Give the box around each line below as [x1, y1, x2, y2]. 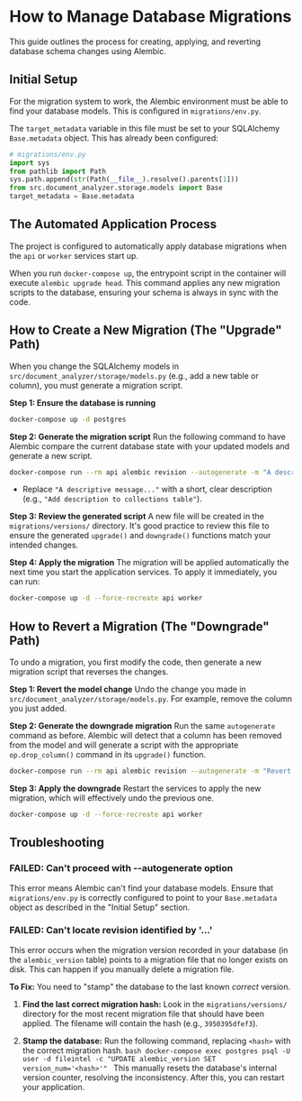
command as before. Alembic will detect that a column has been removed [9, 730, 282, 741]
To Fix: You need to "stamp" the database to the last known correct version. [9, 981, 291, 992]
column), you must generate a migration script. [9, 380, 183, 390]
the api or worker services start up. [9, 250, 139, 261]
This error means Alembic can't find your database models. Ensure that [9, 882, 274, 894]
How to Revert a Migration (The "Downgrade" [9, 619, 270, 634]
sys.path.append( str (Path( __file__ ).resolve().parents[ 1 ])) [9, 175, 240, 184]
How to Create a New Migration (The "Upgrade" [9, 323, 282, 338]
